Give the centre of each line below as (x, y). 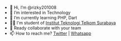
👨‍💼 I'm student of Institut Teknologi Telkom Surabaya (63, 23)
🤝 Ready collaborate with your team (45, 28)
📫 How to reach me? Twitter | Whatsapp (50, 33)
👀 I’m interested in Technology (40, 13)
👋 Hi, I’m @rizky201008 (33, 7)
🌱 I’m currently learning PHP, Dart (43, 18)
